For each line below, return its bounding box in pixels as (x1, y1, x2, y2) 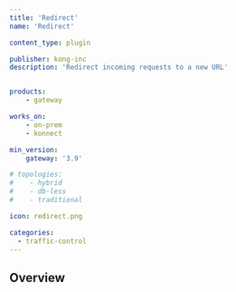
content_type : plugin (9, 38, 91, 47)
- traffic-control (17, 237, 88, 246)
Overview (9, 269, 66, 286)
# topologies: (9, 170, 63, 180)
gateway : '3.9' (25, 153, 83, 163)
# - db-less (9, 187, 67, 196)
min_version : (9, 145, 59, 154)
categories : (9, 228, 54, 237)
